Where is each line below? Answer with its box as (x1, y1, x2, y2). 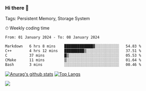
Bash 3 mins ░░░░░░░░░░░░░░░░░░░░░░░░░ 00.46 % (5, 62, 141, 67)
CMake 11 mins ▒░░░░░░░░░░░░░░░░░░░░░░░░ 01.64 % (5, 58, 141, 62)
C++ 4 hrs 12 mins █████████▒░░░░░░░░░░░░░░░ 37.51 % (5, 49, 141, 54)
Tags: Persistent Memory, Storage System (5, 16, 90, 22)
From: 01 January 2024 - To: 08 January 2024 (5, 35, 99, 40)
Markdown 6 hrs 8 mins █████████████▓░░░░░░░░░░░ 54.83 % (5, 44, 141, 49)
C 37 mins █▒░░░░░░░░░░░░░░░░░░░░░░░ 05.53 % (5, 53, 141, 58)
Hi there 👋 (5, 4, 29, 11)
